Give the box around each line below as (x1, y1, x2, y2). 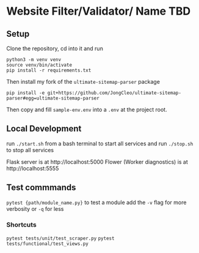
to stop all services (6, 146, 54, 153)
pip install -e (6, 90, 45, 96)
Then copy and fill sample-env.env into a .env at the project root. (6, 106, 167, 113)
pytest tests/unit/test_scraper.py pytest (6, 235, 115, 241)
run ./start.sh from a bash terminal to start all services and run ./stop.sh (6, 139, 194, 147)
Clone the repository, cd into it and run (6, 45, 104, 52)
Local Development (6, 123, 82, 134)
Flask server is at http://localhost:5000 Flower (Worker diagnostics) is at (6, 158, 188, 166)
